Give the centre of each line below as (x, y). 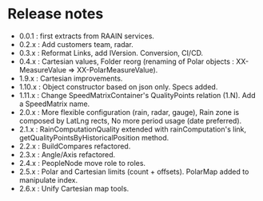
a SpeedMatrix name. (54, 104)
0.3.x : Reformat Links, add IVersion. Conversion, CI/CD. (111, 53)
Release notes (56, 14)
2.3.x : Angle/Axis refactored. (67, 154)
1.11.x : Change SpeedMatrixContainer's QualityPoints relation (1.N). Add (137, 95)
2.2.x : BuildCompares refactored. (75, 146)
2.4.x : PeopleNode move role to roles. (82, 163)
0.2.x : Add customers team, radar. (76, 44)
